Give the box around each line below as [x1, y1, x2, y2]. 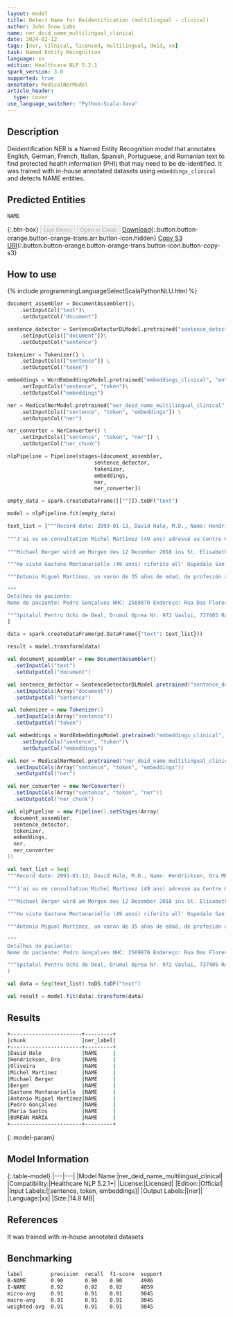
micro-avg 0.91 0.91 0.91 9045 [7, 1290, 154, 1297]
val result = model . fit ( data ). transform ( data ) [7, 993, 144, 1000]
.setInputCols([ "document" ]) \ [19, 332, 107, 339]
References [7, 1214, 58, 1226]
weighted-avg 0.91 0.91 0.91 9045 [7, 1303, 154, 1310]
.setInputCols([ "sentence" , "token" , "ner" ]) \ [19, 434, 159, 441]
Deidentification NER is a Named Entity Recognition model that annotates [7, 144, 216, 153]
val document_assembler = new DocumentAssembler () [7, 656, 157, 663]
